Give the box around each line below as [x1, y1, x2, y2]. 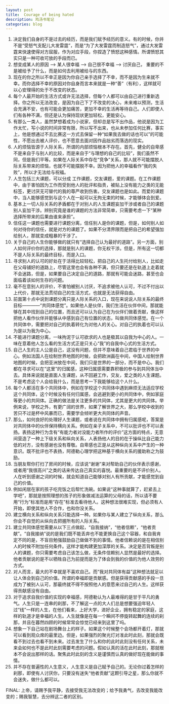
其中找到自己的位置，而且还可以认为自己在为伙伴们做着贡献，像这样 [22, 309, 164, 315]
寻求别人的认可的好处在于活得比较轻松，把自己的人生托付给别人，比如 [13, 258, 160, 264]
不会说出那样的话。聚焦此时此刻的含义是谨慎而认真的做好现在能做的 [17, 651, 160, 657]
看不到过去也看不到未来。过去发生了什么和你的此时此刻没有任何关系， [13, 639, 160, 645]
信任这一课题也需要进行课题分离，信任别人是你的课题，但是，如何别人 [13, 220, 160, 226]
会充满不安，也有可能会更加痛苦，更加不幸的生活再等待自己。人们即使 [13, 106, 160, 112]
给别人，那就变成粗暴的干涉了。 [13, 233, 80, 239]
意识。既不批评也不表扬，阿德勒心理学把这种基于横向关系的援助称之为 [13, 448, 160, 454]
